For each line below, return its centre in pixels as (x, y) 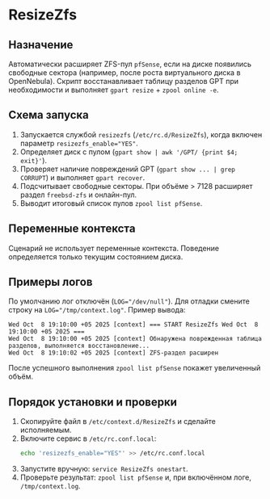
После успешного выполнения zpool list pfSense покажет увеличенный (135, 368)
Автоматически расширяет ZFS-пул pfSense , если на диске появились (130, 64)
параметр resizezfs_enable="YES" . (79, 143)
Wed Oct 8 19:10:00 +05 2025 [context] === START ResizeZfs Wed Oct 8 (133, 325)
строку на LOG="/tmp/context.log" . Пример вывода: (97, 310)
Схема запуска (49, 115)
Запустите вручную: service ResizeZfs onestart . (104, 469)
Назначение (41, 45)
